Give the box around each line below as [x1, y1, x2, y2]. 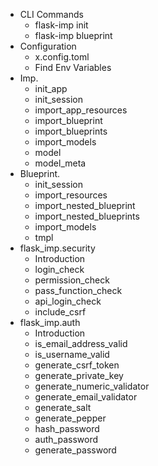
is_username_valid [34, 349, 110, 360]
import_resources [34, 189, 108, 201]
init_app [34, 83, 68, 94]
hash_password [34, 423, 100, 434]
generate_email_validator [34, 391, 138, 403]
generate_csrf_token [34, 359, 120, 371]
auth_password [34, 434, 99, 445]
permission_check [34, 274, 110, 286]
